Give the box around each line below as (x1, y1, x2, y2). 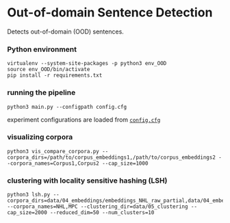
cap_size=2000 (7, 209, 48, 216)
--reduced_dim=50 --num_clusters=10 (50, 209, 155, 216)
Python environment (7, 44, 77, 54)
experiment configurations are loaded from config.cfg (7, 115, 161, 124)
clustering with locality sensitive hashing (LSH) (7, 176, 168, 185)
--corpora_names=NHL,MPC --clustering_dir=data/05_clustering (7, 203, 188, 210)
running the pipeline (7, 88, 76, 97)
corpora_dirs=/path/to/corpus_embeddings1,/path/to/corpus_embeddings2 (7, 154, 216, 161)
